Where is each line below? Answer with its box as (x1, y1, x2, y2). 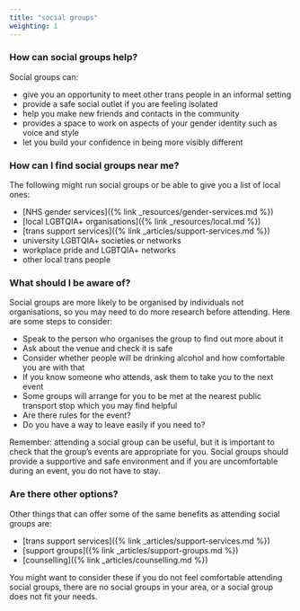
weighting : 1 (9, 22, 58, 31)
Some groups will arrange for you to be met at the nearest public (22, 391, 262, 402)
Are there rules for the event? (22, 410, 132, 421)
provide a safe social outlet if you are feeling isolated (22, 98, 218, 109)
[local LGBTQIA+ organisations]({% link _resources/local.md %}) (22, 217, 261, 227)
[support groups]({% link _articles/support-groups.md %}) (22, 545, 239, 555)
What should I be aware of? (9, 277, 131, 289)
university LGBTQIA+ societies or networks (22, 235, 181, 246)
